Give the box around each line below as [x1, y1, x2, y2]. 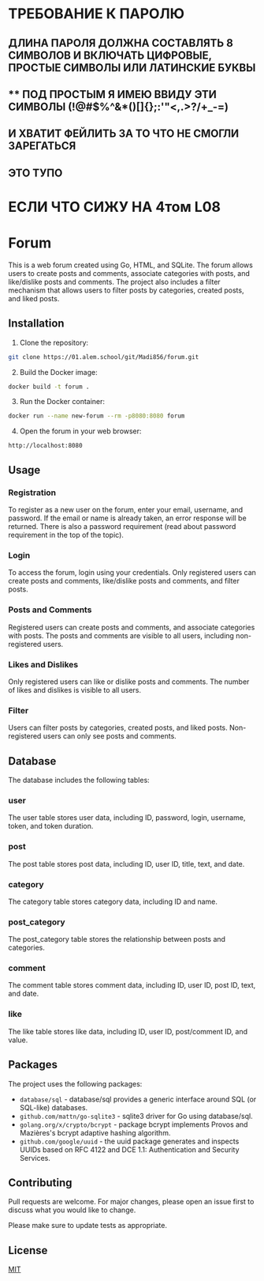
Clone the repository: [19, 338, 89, 347]
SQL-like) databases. [19, 1102, 88, 1112]
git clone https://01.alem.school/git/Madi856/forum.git [8, 353, 199, 361]
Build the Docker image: [19, 367, 99, 376]
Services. [19, 1153, 51, 1162]
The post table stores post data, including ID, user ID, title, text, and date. [8, 859, 245, 868]
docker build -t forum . [8, 383, 90, 391]
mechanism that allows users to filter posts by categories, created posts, [8, 285, 244, 295]
